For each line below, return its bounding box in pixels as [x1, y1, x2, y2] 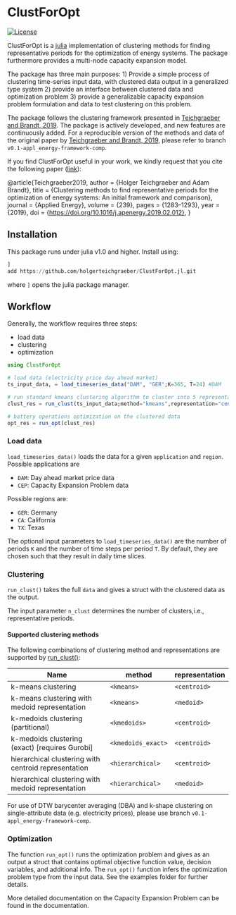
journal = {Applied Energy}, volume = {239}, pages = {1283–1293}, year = [7, 200, 220, 209]
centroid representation [11, 763, 89, 773]
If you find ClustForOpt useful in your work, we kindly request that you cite [7, 156, 223, 166]
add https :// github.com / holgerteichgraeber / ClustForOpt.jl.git [7, 267, 197, 275]
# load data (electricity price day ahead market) [7, 374, 159, 381]
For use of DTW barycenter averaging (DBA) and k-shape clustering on [7, 802, 213, 810]
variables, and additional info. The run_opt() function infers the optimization [7, 865, 228, 873]
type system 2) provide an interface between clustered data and [7, 85, 194, 93]
